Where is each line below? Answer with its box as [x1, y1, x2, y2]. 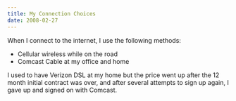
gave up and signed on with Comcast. [7, 86, 118, 94]
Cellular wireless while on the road [17, 50, 118, 58]
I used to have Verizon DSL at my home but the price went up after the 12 [7, 71, 220, 79]
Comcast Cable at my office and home [17, 57, 130, 65]
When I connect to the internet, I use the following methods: [7, 36, 182, 44]
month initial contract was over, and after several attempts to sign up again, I [7, 78, 229, 86]
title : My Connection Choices [7, 10, 97, 18]
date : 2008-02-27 [7, 17, 58, 24]
